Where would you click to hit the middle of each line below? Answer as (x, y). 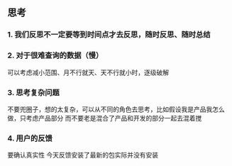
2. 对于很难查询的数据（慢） (55, 55)
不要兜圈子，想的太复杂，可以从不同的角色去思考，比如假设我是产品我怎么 (116, 109)
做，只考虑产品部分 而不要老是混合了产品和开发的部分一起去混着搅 (105, 118)
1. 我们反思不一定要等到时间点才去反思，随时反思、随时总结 (109, 35)
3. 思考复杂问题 (34, 92)
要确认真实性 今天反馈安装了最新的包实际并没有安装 (83, 155)
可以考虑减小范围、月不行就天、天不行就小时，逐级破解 (88, 72)
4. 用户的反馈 (30, 138)
